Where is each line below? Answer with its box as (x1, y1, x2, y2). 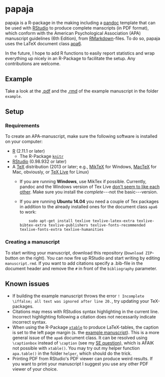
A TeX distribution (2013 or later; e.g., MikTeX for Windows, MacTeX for (12, 164, 157, 170)
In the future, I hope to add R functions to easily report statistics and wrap (5, 50, 155, 56)
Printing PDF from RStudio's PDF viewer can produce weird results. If (12, 355, 153, 361)
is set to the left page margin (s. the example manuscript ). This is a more (12, 329, 160, 335)
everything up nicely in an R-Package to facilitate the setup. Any (5, 55, 135, 61)
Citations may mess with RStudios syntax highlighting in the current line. (12, 309, 159, 314)
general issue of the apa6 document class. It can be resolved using (12, 335, 148, 341)
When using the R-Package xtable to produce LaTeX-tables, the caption (12, 324, 159, 330)
